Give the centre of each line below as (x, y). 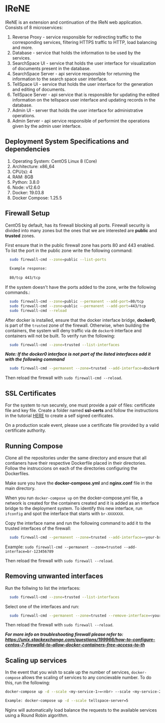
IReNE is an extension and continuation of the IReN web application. (74, 22)
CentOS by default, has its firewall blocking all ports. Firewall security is (77, 225)
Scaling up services (36, 660)
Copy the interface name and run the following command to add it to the (78, 523)
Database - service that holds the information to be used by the (76, 53)
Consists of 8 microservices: (34, 27)
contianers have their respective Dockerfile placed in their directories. (76, 463)
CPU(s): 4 (22, 172)
